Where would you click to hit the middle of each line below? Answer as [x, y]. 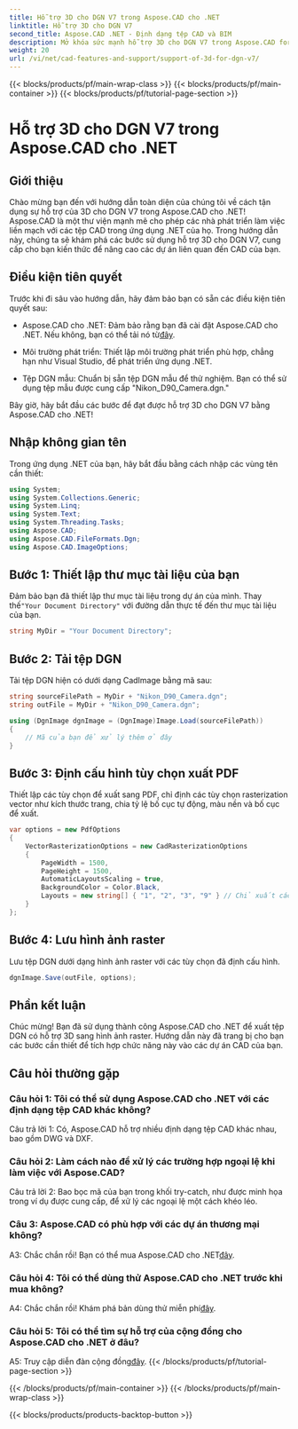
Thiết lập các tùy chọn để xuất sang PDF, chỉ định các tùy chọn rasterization [149, 794]
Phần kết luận [47, 1005]
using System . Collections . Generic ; [75, 498]
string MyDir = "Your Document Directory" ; [91, 631]
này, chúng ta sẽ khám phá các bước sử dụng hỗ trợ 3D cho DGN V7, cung [145, 240]
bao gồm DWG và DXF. [51, 1138]
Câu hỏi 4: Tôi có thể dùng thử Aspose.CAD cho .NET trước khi [146, 1277]
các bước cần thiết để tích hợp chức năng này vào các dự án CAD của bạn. [146, 1046]
